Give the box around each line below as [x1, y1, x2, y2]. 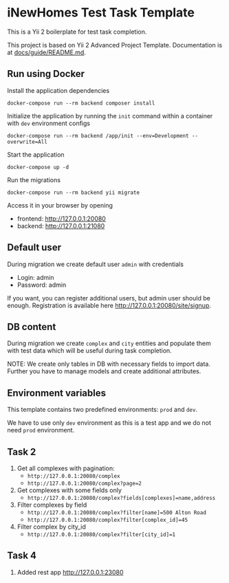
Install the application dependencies [7, 86, 110, 94]
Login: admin [17, 273, 54, 281]
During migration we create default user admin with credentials [7, 260, 184, 268]
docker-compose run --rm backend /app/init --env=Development [7, 132, 189, 139]
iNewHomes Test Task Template [7, 5, 195, 21]
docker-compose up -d [7, 164, 69, 170]
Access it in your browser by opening [7, 201, 113, 209]
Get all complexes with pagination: [17, 464, 115, 472]
